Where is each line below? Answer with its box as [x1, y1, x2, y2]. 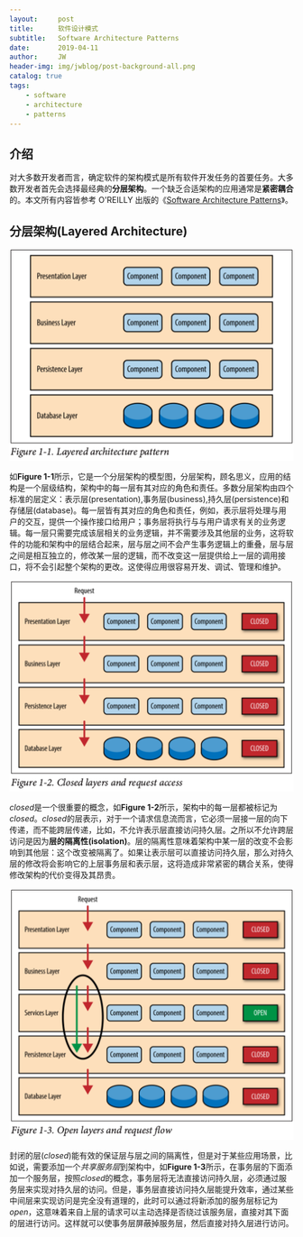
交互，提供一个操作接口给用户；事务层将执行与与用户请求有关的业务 [24, 516, 278, 527]
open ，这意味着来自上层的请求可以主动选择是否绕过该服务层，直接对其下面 [9, 1206, 289, 1217]
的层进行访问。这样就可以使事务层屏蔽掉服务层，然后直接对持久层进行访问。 [9, 1217, 294, 1228]
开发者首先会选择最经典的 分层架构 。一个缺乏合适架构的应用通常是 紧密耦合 [16, 183, 294, 194]
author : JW [9, 52, 67, 62]
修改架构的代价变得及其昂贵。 [9, 869, 120, 880]
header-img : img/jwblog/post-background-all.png [9, 62, 196, 71]
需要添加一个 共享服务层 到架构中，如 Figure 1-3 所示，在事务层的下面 [32, 1161, 286, 1172]
